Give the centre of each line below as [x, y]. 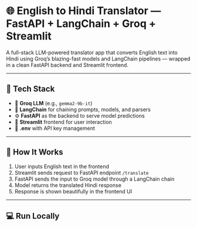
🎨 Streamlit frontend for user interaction [63, 122]
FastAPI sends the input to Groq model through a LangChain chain [94, 179]
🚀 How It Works [35, 152]
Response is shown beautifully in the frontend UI [73, 191]
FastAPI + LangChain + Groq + [81, 24]
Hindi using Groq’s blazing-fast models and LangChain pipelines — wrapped [98, 59]
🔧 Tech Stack [30, 89]
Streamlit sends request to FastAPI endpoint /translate [81, 172]
